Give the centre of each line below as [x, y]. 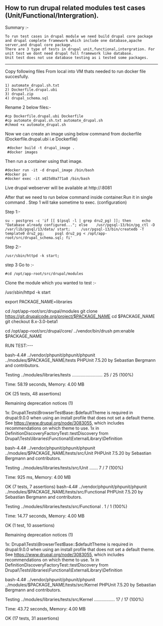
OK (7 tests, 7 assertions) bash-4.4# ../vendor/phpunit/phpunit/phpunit [76, 487]
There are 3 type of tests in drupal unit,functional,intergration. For [80, 49]
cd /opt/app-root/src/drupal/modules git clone [51, 311]
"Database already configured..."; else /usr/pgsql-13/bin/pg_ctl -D [80, 225]
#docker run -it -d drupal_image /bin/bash [50, 170]
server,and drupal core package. [39, 45]
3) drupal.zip [19, 94]
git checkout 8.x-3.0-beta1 [32, 321]
